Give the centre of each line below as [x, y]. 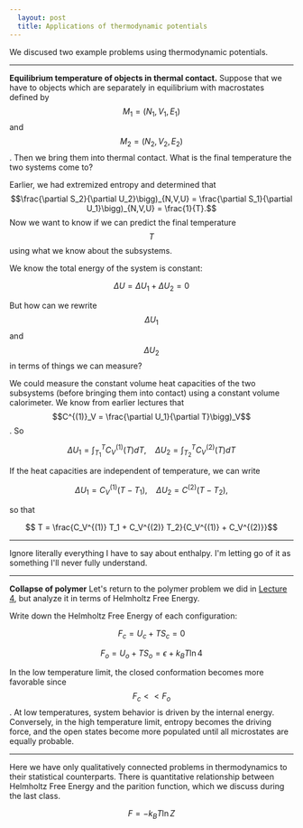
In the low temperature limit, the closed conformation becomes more [137, 673]
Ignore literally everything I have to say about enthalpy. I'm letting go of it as [150, 553]
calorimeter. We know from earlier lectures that [97, 403]
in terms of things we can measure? [76, 366]
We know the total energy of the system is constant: [106, 268]
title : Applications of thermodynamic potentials [112, 26]
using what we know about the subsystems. [91, 251]
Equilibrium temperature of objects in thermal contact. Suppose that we [146, 78]
